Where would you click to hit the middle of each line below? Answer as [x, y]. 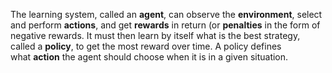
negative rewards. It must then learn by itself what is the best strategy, [155, 35]
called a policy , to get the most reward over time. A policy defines [146, 46]
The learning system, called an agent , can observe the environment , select [166, 14]
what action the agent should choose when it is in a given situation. [149, 57]
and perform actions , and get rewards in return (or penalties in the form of [165, 25]
